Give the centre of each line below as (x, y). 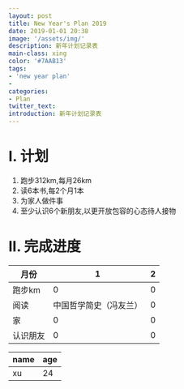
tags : (17, 69)
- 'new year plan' (39, 76)
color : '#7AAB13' (38, 62)
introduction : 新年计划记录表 (55, 114)
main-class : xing (38, 53)
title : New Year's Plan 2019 (58, 24)
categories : (28, 91)
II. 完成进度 (45, 247)
